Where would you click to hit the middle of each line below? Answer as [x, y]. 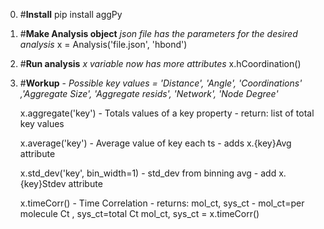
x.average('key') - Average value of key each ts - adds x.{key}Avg [155, 143]
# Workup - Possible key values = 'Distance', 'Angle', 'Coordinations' [161, 83]
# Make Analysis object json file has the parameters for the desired [158, 33]
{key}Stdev [43, 183]
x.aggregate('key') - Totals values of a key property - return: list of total [167, 113]
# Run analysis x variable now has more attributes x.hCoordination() [160, 63]
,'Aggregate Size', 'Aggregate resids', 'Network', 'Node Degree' [149, 93]
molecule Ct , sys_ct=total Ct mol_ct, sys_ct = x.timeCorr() [139, 213]
